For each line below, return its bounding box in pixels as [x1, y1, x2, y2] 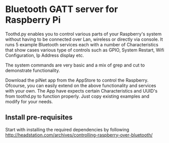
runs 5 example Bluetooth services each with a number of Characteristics [5, 41, 158, 47]
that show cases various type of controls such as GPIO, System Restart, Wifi [5, 47, 164, 53]
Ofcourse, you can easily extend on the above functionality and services [5, 82, 156, 89]
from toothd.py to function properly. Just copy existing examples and [5, 93, 150, 99]
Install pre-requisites [5, 113, 73, 122]
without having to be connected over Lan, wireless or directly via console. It [5, 36, 163, 42]
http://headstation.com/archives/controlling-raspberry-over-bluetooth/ [5, 132, 153, 138]
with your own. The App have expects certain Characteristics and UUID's [5, 88, 158, 94]
